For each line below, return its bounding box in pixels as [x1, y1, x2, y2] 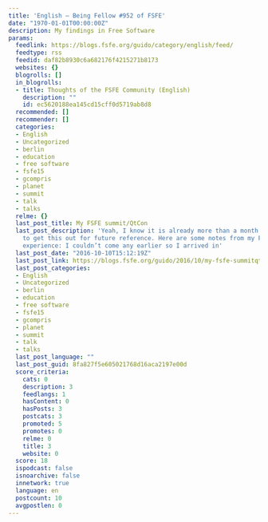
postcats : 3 [22, 413, 62, 421]
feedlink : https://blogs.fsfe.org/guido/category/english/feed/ [15, 42, 234, 49]
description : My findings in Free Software [8, 26, 156, 34]
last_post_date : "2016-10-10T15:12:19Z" [15, 249, 152, 257]
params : [8, 34, 34, 42]
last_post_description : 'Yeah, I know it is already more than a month [15, 227, 259, 235]
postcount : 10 [15, 494, 62, 502]
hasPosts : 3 [22, 405, 62, 413]
